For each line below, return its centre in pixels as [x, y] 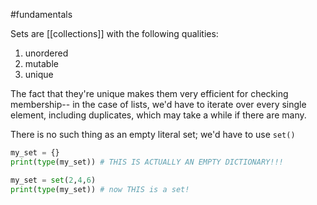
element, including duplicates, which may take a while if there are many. [158, 115]
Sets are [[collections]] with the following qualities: [114, 33]
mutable [41, 63]
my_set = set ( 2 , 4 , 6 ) [53, 180]
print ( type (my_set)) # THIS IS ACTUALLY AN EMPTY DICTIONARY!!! [147, 162]
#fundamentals [41, 14]
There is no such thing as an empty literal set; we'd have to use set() [153, 134]
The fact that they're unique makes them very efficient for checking [149, 93]
